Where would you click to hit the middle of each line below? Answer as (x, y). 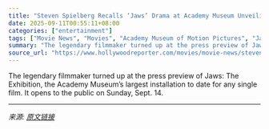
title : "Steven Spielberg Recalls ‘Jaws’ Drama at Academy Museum (121, 16)
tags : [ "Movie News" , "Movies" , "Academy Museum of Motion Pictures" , (128, 38)
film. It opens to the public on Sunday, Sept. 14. (86, 93)
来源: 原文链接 (31, 117)
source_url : (28, 53)
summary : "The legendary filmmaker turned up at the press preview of (128, 46)
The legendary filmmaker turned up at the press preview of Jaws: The (124, 76)
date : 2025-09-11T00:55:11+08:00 (64, 23)
